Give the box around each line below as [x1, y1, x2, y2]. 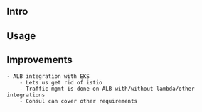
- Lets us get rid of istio [19, 79, 102, 86]
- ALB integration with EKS [6, 72, 90, 80]
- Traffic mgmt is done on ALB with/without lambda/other [19, 85, 195, 92]
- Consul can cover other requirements [19, 97, 138, 105]
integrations [6, 91, 46, 99]
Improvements [6, 54, 73, 66]
